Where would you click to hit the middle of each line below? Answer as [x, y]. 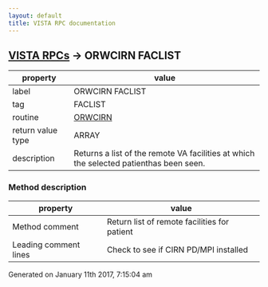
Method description [47, 187]
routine [26, 118]
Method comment [45, 226]
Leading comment [46, 245]
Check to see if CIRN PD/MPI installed [177, 249]
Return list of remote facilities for [168, 221]
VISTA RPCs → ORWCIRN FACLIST [95, 56]
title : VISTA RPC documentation [62, 23]
